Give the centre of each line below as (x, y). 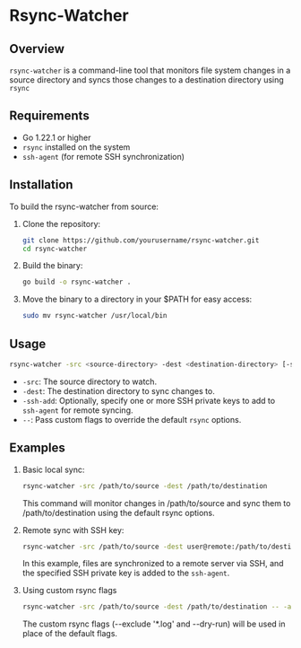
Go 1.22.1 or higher (56, 137)
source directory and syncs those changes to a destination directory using (146, 80)
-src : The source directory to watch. (90, 381)
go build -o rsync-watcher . (77, 282)
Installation (41, 185)
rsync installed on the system (76, 147)
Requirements (49, 116)
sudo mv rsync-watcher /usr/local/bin (95, 316)
